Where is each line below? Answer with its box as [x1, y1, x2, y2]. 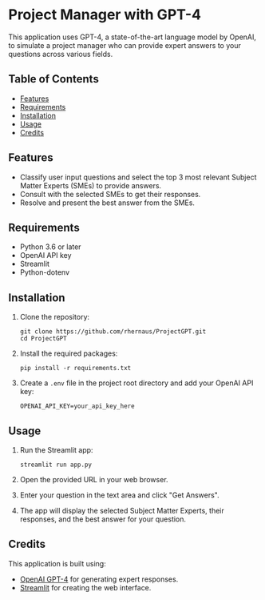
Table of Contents [8, 72, 100, 86]
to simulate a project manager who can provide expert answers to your [8, 40, 241, 50]
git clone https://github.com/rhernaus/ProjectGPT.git [19, 328, 207, 336]
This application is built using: [8, 558, 106, 568]
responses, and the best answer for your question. [19, 514, 186, 524]
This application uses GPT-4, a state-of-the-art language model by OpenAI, [8, 32, 257, 42]
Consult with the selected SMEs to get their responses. [19, 189, 201, 199]
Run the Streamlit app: [19, 445, 93, 454]
